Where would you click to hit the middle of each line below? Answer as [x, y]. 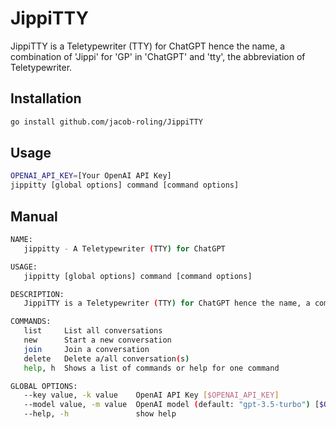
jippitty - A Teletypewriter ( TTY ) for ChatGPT [124, 248]
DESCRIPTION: [37, 294]
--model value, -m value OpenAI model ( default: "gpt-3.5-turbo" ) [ [171, 405]
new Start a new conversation [97, 340]
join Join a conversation [86, 349]
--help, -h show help [100, 414]
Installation [46, 98]
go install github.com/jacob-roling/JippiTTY [106, 122]
